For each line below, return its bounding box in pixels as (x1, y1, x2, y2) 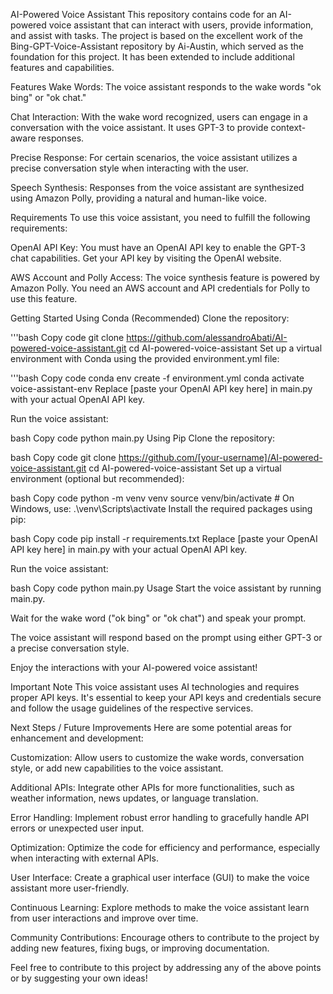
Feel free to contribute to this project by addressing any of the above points (10, 962, 322, 973)
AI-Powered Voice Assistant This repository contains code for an (10, 9, 278, 20)
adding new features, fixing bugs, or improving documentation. (10, 942, 270, 954)
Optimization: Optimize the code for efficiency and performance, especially (10, 842, 321, 853)
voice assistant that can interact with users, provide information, (48, 19, 314, 31)
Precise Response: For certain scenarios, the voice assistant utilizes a (10, 152, 298, 163)
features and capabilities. (10, 62, 115, 73)
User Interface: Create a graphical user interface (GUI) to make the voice (10, 872, 310, 883)
